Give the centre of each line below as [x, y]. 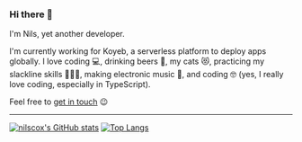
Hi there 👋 [31, 14]
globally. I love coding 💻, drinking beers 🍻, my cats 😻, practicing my [137, 61]
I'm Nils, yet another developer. [67, 34]
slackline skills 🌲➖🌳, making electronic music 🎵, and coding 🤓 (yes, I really [147, 75]
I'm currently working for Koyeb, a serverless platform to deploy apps [138, 51]
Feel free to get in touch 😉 [59, 102]
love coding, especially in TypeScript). [80, 84]
